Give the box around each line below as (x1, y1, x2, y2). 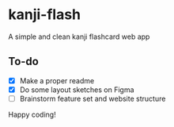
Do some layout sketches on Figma (19, 85, 134, 94)
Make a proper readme (19, 75, 95, 85)
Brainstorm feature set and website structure (19, 94, 166, 103)
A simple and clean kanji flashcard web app (8, 32, 150, 41)
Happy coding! (8, 110, 57, 119)
